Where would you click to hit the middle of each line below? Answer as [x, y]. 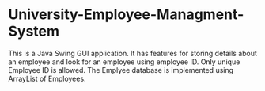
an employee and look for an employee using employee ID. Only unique [124, 62]
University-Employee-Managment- [126, 15]
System [34, 31]
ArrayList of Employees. [47, 78]
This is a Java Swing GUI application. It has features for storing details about [132, 53]
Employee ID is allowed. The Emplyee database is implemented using [121, 70]
